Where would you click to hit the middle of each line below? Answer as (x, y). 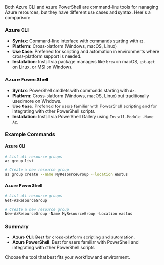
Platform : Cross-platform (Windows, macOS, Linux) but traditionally (81, 96)
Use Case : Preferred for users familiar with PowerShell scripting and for (84, 106)
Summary (17, 226)
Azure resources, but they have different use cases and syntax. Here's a (78, 12)
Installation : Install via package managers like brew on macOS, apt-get (83, 62)
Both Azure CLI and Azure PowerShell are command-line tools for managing (82, 7)
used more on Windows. (37, 101)
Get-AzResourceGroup (26, 201)
